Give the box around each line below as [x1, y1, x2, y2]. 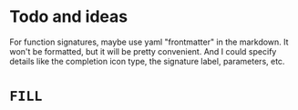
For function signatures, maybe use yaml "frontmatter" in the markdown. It [9, 36, 289, 47]
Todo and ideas [9, 6, 128, 27]
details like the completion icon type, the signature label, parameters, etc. [9, 55, 285, 66]
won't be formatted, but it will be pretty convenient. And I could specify [9, 45, 277, 56]
